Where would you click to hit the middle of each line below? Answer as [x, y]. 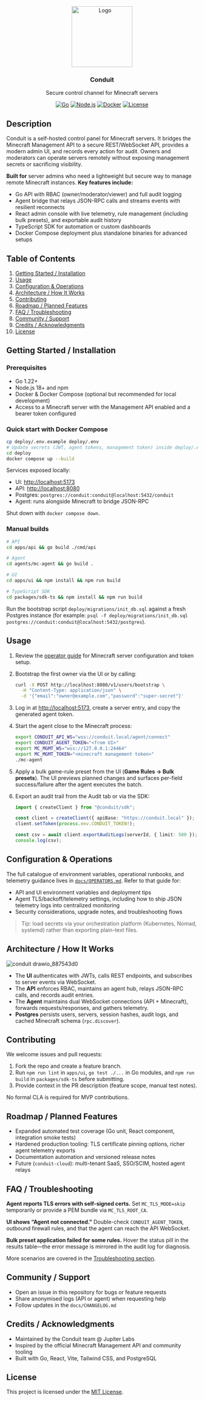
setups [24, 240]
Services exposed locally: [39, 470]
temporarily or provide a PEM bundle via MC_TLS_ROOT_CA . [77, 1210]
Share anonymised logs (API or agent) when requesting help [90, 1298]
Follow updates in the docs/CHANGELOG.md [66, 1305]
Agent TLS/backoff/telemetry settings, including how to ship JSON [98, 899]
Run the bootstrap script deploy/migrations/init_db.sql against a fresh [96, 609]
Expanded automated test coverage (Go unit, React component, [95, 1131]
